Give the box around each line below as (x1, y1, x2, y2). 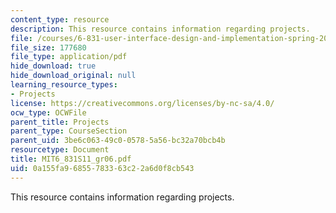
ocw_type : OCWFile (10, 107, 87, 118)
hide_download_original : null (10, 71, 137, 81)
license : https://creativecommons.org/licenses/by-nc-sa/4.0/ (10, 98, 275, 108)
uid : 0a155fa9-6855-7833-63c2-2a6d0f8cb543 (10, 163, 195, 173)
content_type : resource (10, 14, 110, 25)
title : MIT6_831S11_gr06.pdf (10, 154, 132, 164)
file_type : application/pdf (10, 52, 128, 62)
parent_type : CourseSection (10, 126, 128, 136)
